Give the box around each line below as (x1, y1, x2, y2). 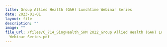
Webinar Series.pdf (9, 35, 50, 40)
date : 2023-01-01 (5, 12, 41, 17)
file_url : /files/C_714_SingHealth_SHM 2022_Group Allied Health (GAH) (5, 30, 157, 35)
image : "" (5, 25, 26, 30)
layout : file (5, 16, 32, 21)
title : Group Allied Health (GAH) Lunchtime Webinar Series (5, 7, 133, 12)
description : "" (5, 21, 39, 26)
